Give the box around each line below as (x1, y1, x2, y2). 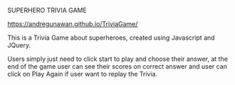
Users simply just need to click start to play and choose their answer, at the (7, 55, 228, 63)
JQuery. (7, 41, 31, 49)
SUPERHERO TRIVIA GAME (7, 6, 87, 14)
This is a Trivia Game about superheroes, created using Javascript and (7, 33, 215, 42)
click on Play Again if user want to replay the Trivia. (7, 70, 158, 78)
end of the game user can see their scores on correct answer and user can (7, 62, 228, 70)
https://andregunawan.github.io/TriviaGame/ (7, 20, 138, 28)
